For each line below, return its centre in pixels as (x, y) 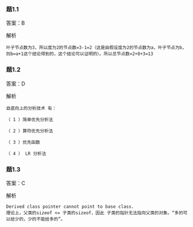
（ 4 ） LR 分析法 (26, 153)
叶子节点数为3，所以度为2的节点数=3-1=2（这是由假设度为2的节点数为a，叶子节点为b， (96, 48)
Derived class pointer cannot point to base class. (70, 207)
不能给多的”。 (51, 219)
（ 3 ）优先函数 (23, 142)
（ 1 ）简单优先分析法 (30, 119)
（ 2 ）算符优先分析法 (30, 131)
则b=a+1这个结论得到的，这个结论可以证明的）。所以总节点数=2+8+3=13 (80, 54)
